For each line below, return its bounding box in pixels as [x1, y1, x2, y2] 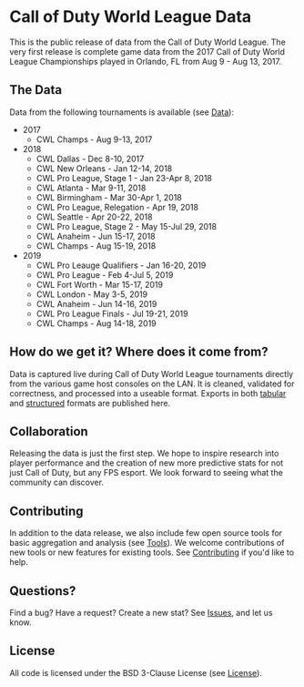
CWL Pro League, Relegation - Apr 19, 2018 [35, 201, 198, 212]
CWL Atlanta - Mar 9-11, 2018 [35, 182, 147, 193]
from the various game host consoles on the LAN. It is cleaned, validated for [9, 378, 295, 389]
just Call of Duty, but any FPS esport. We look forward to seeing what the [9, 467, 284, 478]
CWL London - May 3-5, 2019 [35, 289, 148, 300]
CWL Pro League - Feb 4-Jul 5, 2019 [35, 269, 174, 280]
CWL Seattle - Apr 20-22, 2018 [35, 211, 153, 222]
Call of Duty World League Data [9, 6, 252, 27]
